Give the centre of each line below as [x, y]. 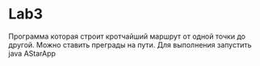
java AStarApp [32, 53]
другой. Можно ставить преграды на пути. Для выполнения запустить [130, 44]
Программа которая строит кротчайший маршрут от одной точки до [127, 36]
